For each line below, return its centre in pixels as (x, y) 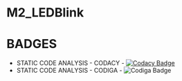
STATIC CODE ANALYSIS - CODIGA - (69, 71)
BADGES (32, 44)
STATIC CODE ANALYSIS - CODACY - (71, 63)
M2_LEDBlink (45, 13)
